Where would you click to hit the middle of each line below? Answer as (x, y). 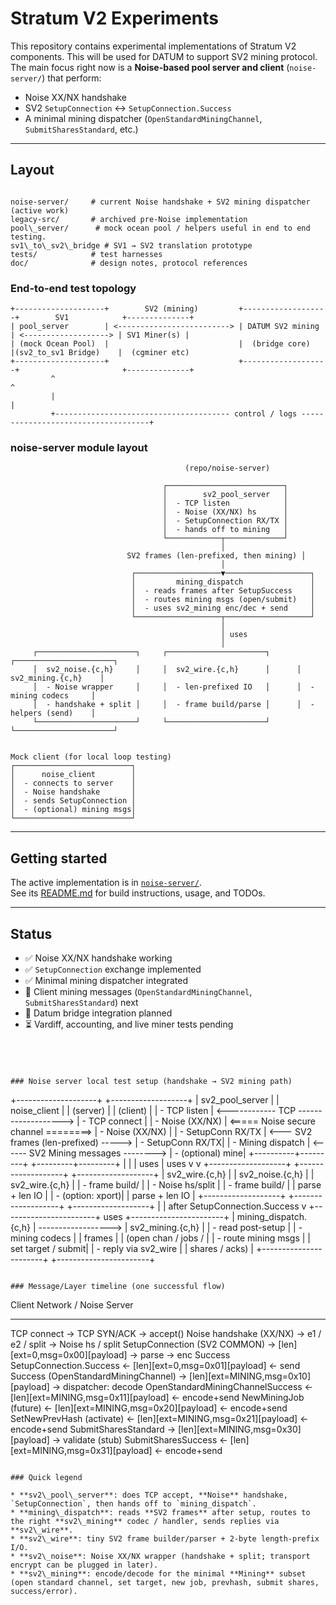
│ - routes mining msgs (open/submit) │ (223, 600)
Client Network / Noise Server (72, 1304)
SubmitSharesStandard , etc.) (81, 129)
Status (31, 933)
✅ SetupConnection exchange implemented (113, 969)
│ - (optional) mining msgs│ (73, 810)
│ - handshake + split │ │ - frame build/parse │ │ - (173, 705)
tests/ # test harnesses (86, 254)
